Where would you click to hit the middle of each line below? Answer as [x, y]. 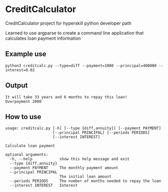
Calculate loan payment [30, 146]
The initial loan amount [86, 177]
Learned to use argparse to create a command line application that [74, 33]
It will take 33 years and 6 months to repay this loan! [66, 97]
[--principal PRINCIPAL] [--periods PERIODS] [101, 133]
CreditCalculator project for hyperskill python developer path [68, 23]
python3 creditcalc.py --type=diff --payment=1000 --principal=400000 [81, 66]
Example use [26, 54]
